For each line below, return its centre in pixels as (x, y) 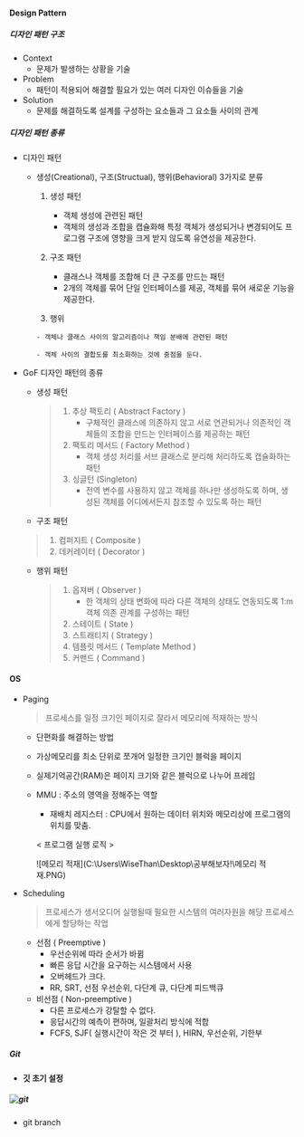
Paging (36, 699)
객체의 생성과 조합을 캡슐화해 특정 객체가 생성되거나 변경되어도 (173, 226)
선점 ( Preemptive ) (71, 942)
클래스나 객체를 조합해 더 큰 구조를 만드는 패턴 (144, 276)
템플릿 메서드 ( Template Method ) (134, 646)
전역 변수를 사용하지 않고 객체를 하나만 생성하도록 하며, (182, 490)
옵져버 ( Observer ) (107, 589)
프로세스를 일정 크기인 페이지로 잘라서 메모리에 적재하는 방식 (151, 717)
